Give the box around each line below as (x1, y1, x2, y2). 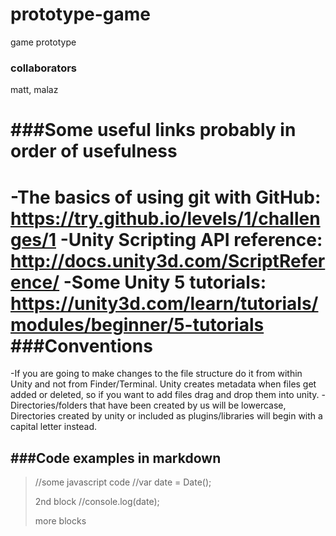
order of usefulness (10, 140, 178, 163)
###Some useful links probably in (10, 119, 297, 142)
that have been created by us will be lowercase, (89, 399, 287, 412)
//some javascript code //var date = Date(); (34, 476, 212, 488)
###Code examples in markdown (10, 449, 222, 467)
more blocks (34, 515, 87, 527)
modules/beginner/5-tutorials (10, 313, 265, 336)
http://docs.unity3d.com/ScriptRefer (10, 249, 326, 272)
